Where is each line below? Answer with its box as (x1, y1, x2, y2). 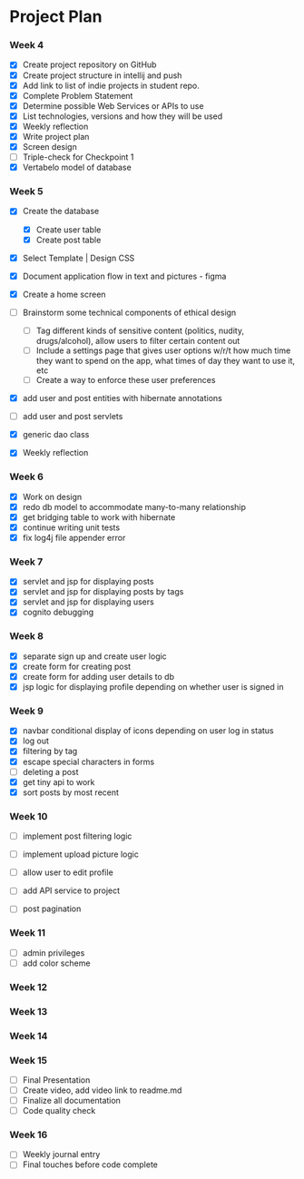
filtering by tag (22, 746, 78, 757)
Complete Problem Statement (22, 90, 133, 101)
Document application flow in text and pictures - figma (22, 270, 227, 281)
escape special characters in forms (22, 756, 155, 767)
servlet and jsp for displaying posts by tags (22, 586, 184, 597)
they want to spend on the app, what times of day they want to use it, (35, 356, 296, 367)
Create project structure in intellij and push (22, 70, 182, 81)
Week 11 (9, 927, 46, 939)
